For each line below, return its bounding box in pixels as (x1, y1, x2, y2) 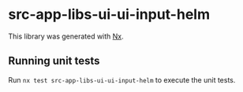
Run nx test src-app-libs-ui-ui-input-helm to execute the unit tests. (8, 75, 236, 84)
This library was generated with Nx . (8, 31, 124, 41)
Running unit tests (8, 54, 100, 68)
